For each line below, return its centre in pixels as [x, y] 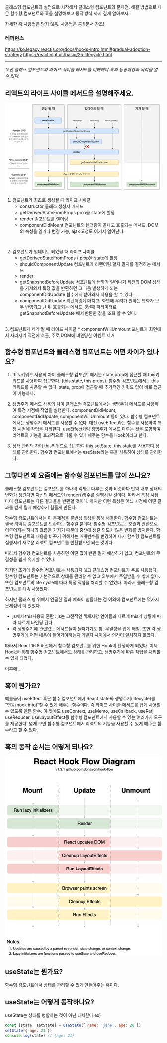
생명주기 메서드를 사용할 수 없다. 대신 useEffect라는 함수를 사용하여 [91, 422]
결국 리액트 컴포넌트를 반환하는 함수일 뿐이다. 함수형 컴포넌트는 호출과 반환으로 [82, 524]
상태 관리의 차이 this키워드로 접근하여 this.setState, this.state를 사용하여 [83, 446]
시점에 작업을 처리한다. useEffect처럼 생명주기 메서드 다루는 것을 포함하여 [89, 429]
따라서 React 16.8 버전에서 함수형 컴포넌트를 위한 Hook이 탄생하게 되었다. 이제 [81, 645]
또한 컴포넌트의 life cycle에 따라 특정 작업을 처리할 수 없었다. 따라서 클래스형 [79, 582]
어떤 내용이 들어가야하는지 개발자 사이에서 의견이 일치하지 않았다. [93, 635]
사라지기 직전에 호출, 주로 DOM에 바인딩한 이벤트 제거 [63, 335]
